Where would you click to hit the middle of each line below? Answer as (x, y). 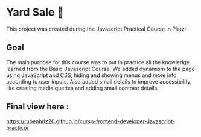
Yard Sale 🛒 (35, 12)
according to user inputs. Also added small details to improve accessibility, (99, 81)
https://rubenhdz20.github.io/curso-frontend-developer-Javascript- (91, 121)
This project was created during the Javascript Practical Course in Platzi (96, 29)
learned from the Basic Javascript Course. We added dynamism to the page (101, 68)
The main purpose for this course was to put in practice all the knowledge (98, 62)
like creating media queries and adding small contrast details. (82, 88)
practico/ (18, 127)
